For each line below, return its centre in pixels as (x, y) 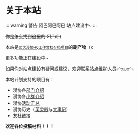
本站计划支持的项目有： (30, 79)
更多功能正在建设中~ (27, 58)
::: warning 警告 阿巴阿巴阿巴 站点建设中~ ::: (51, 25)
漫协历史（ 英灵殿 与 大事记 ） (42, 109)
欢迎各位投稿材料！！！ (30, 126)
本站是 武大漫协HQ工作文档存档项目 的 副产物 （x (49, 47)
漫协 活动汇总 (26, 103)
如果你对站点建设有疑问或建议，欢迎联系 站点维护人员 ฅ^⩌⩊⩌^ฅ (69, 69)
